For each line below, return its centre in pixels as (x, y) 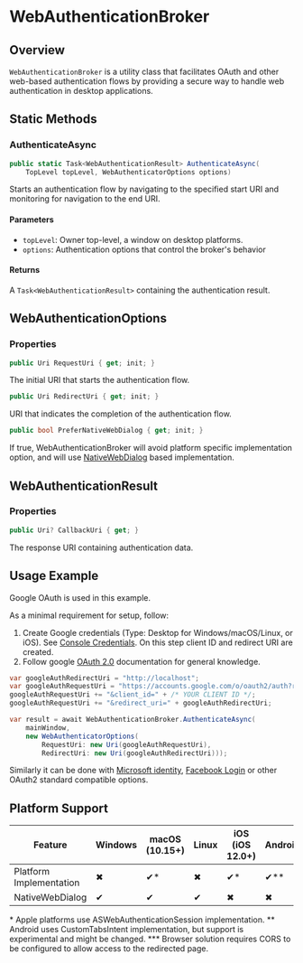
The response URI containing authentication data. (101, 547)
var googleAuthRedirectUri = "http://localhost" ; (105, 678)
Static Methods (53, 119)
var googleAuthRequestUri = (62, 687)
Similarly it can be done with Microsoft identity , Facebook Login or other (143, 771)
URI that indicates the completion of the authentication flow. (120, 414)
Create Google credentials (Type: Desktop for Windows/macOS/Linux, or (157, 632)
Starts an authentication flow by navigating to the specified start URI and (144, 189)
